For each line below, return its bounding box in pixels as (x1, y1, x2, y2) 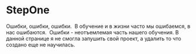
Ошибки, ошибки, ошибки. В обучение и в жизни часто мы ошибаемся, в (6, 23, 191, 30)
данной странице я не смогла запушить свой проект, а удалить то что (6, 35, 181, 42)
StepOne (6, 3, 50, 17)
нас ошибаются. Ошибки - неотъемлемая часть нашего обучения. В (6, 28, 179, 35)
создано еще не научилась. (6, 41, 75, 48)
